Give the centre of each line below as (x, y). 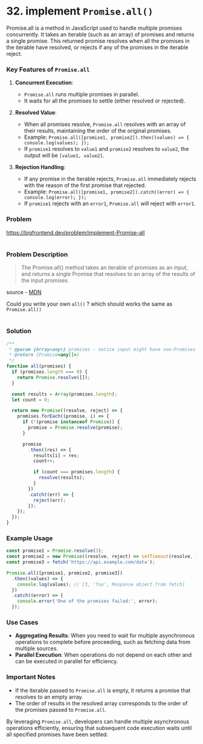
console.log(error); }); (55, 198)
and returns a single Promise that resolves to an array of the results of (108, 274)
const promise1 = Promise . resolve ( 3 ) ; (55, 551)
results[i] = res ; (56, 455)
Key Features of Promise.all (48, 69)
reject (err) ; (50, 500)
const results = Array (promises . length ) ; (65, 394)
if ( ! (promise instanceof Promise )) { (71, 422)
